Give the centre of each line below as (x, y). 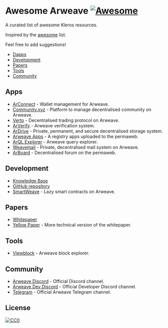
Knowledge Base (30, 180)
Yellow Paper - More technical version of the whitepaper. (72, 225)
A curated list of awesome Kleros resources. (51, 25)
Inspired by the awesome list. (36, 34)
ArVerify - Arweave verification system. (54, 125)
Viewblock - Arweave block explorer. (51, 253)
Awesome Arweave (47, 11)
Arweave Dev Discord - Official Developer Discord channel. (74, 287)
